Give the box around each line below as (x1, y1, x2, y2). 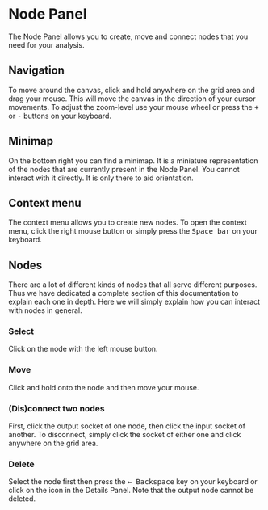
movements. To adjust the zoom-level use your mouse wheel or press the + (8, 102, 259, 112)
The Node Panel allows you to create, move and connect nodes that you (8, 32, 249, 41)
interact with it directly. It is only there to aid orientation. (8, 173, 194, 183)
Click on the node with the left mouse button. (8, 344, 158, 354)
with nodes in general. (8, 306, 82, 315)
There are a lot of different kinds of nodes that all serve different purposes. (8, 280, 258, 289)
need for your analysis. (8, 40, 85, 49)
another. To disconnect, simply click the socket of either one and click (8, 430, 241, 440)
